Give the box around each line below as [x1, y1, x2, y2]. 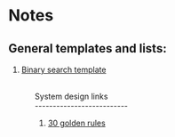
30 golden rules [47, 117, 106, 128]
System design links [34, 91, 108, 101]
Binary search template [20, 64, 107, 75]
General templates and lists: [8, 41, 167, 56]
